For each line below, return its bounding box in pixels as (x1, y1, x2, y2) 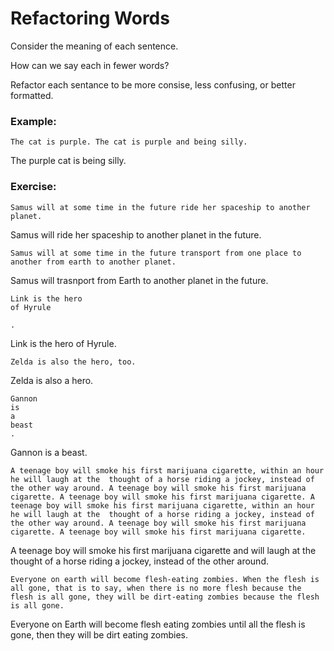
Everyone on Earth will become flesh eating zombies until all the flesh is (10, 618, 306, 630)
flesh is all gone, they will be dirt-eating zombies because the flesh (10, 592, 320, 602)
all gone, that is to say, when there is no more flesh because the (10, 583, 302, 593)
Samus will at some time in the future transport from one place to (10, 248, 302, 258)
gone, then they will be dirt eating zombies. (10, 628, 189, 641)
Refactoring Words (10, 7, 170, 30)
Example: (10, 114, 57, 128)
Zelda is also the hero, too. (10, 357, 137, 367)
